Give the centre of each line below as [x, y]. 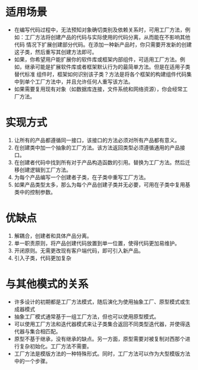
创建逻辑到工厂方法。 [45, 170]
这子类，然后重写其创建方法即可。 [56, 52]
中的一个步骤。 [32, 361]
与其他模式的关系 [47, 284]
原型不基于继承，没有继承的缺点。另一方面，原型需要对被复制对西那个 [100, 339]
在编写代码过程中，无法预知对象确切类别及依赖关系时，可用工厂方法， [100, 30]
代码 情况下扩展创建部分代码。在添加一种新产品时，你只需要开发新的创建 [103, 44]
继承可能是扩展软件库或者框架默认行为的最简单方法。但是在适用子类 [107, 66]
